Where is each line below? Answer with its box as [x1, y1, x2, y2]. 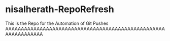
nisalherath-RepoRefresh [5, 4, 114, 15]
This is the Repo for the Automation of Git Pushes [5, 20, 109, 26]
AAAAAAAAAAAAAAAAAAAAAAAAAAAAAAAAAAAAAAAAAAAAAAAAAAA [5, 25, 165, 31]
